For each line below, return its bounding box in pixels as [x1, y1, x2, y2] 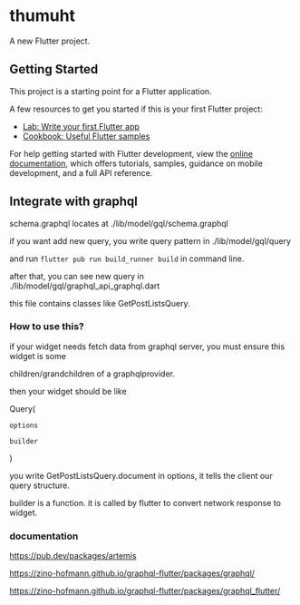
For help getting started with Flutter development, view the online [9, 148, 254, 159]
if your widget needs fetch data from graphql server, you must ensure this [9, 341, 285, 352]
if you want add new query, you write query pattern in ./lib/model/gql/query [9, 235, 292, 246]
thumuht [9, 5, 75, 26]
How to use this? [9, 320, 84, 333]
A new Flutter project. [9, 35, 91, 46]
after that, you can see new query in [9, 270, 145, 281]
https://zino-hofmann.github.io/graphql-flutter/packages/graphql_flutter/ [9, 586, 281, 597]
